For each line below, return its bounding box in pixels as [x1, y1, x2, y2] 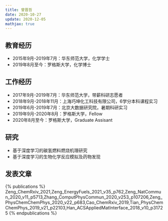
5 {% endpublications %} [5, 210, 57, 216]
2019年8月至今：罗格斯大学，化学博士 [12, 62, 92, 68]
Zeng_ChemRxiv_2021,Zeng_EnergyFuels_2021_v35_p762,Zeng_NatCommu [5, 188, 161, 194]
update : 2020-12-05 [5, 17, 46, 22]
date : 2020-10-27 [5, 12, 42, 17]
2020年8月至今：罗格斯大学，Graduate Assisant [12, 117, 113, 123]
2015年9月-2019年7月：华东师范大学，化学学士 [12, 56, 110, 62]
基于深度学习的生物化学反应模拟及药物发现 [12, 153, 101, 159]
